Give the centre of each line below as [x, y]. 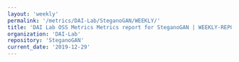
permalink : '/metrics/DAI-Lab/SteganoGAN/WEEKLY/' [84, 21]
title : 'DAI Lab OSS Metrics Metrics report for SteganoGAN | [101, 27]
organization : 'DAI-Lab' [44, 34]
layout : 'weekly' [33, 14]
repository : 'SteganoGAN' [46, 41]
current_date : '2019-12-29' [49, 47]
